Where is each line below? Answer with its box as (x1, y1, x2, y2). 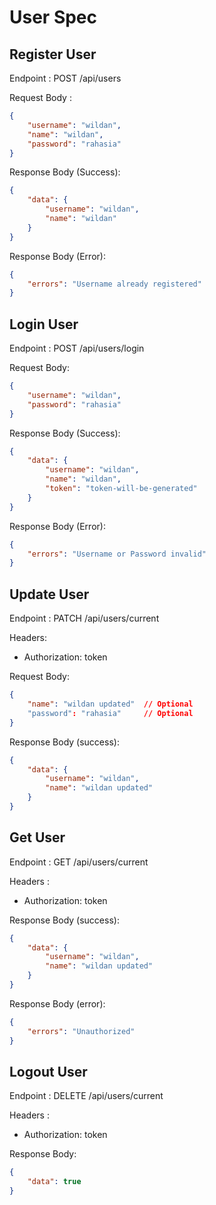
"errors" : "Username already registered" (27, 279, 202, 289)
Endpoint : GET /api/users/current (9, 856, 149, 868)
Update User (9, 586, 90, 603)
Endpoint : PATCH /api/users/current (9, 612, 160, 625)
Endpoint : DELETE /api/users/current (9, 1090, 164, 1102)
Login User (9, 316, 79, 333)
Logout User (9, 1063, 88, 1080)
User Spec (9, 6, 98, 29)
